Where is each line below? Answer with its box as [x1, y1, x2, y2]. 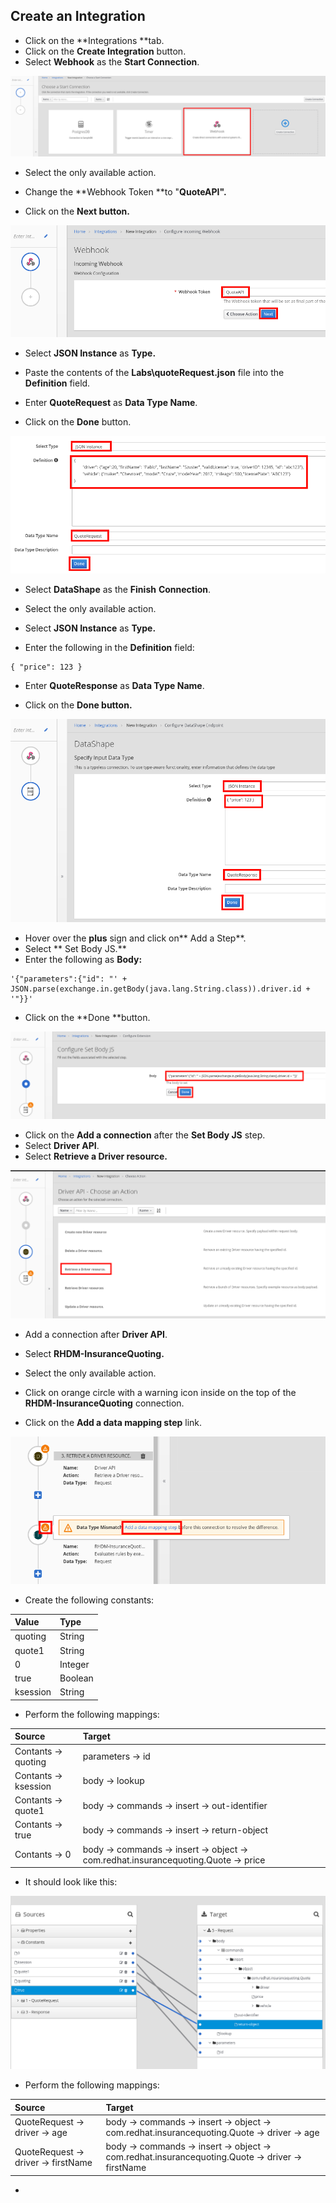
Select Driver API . [24, 1139, 100, 1151]
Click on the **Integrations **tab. [24, 34, 165, 46]
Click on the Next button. [24, 205, 130, 217]
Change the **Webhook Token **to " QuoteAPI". [24, 185, 227, 198]
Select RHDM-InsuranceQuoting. [24, 1348, 165, 1360]
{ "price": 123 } [10, 662, 83, 672]
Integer [59, 1658, 90, 1670]
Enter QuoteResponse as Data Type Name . [24, 679, 205, 691]
